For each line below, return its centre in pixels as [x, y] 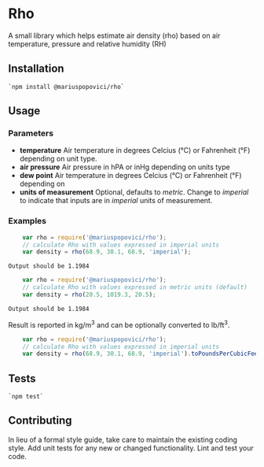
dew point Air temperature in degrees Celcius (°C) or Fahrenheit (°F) [130, 176]
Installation [36, 69]
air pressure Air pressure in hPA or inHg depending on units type [125, 167]
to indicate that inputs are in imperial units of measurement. [116, 201]
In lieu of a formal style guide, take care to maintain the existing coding [123, 439]
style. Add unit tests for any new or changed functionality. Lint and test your [131, 448]
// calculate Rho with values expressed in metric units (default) [135, 287]
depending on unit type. [58, 159]
